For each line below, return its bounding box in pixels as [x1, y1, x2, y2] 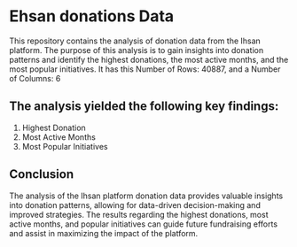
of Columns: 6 [9, 73, 61, 83]
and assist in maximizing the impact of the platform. [9, 228, 199, 238]
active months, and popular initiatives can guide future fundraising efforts [9, 219, 277, 229]
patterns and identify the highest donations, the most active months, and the [9, 54, 289, 65]
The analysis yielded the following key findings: [9, 99, 279, 114]
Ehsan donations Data [9, 6, 175, 27]
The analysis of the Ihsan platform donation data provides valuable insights [9, 190, 284, 201]
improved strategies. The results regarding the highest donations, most [9, 209, 269, 220]
